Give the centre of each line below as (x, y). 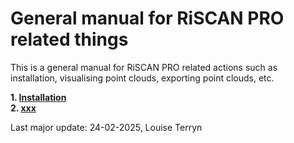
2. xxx (23, 108)
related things (69, 39)
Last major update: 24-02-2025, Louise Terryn (106, 127)
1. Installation (38, 97)
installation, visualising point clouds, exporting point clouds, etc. (142, 78)
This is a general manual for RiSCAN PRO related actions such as (144, 67)
